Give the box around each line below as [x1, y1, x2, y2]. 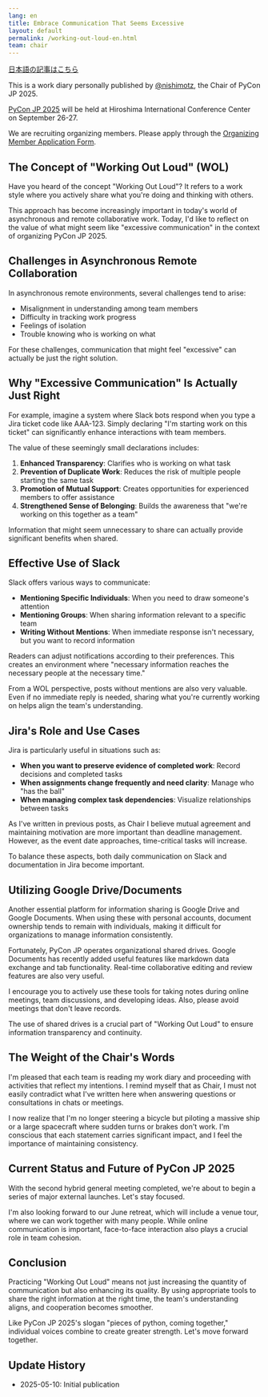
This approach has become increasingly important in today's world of [8, 205, 238, 215]
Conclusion [8, 1256, 67, 1270]
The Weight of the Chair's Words [8, 1051, 175, 1065]
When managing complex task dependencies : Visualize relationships [19, 795, 252, 805]
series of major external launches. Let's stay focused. [8, 1191, 186, 1202]
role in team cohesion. [8, 1233, 82, 1242]
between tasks [19, 803, 70, 813]
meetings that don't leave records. [8, 1004, 122, 1013]
